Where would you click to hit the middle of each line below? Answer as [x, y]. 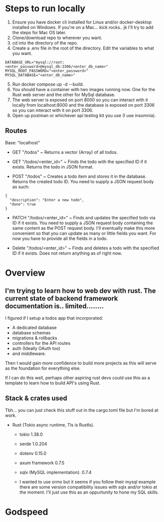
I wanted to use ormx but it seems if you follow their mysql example [87, 482]
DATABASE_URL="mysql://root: [35, 62]
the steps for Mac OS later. [39, 32]
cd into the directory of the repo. [45, 43]
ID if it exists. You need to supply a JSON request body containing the [82, 223]
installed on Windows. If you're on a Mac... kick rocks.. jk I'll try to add [83, 27]
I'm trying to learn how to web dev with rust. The [81, 291]
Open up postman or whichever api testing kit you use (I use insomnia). [84, 115]
